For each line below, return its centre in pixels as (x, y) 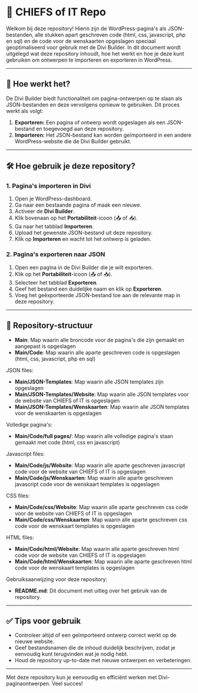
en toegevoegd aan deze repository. (80, 128)
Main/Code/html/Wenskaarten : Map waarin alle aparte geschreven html (103, 561)
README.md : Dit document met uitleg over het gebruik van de (91, 591)
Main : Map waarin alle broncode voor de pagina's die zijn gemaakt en (99, 340)
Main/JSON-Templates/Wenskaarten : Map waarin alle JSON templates (102, 407)
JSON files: (20, 370)
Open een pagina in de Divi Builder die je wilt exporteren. (84, 267)
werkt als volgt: (25, 111)
